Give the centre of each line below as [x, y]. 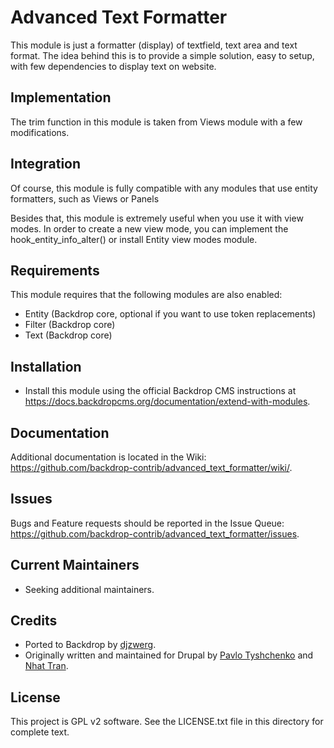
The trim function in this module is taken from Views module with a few [156, 122]
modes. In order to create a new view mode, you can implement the [149, 228]
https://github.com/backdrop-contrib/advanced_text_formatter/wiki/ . [151, 467]
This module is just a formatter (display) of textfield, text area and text [154, 45]
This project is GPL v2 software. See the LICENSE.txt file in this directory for [167, 722]
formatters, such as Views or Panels [85, 198]
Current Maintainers [75, 565]
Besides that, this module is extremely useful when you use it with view [157, 218]
